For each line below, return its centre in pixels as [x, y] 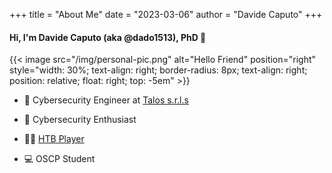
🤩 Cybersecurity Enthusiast [80, 120]
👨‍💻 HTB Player [54, 139]
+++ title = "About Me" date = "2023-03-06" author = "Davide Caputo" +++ [166, 14]
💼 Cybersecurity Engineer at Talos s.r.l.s [106, 100]
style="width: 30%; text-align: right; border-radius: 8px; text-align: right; [158, 70]
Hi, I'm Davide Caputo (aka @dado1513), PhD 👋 [108, 37]
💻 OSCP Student [59, 159]
